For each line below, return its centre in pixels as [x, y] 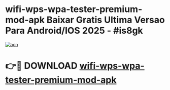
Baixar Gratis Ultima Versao [106, 20]
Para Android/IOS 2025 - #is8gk [74, 31]
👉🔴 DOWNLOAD [41, 66]
